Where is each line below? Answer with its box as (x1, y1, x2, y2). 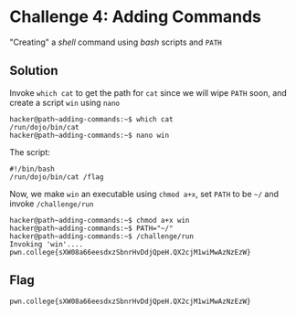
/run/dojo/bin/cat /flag (9, 172, 104, 182)
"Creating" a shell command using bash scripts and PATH (9, 37, 222, 47)
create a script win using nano (9, 97, 121, 108)
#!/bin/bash (9, 164, 55, 173)
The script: (9, 146, 50, 157)
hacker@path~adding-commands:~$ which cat (9, 114, 174, 124)
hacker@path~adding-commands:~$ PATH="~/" (9, 224, 174, 233)
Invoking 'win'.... (9, 239, 84, 248)
